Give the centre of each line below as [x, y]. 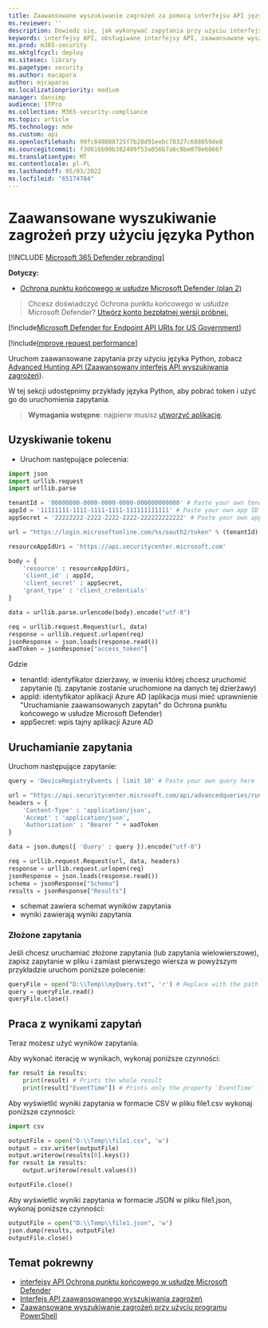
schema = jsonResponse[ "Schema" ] [64, 883]
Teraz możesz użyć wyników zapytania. [74, 1043]
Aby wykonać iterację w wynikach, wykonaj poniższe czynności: [114, 1058]
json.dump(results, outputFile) [62, 1230]
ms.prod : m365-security [48, 45]
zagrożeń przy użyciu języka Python [132, 235]
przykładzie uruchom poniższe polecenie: [77, 969]
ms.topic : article [39, 120]
